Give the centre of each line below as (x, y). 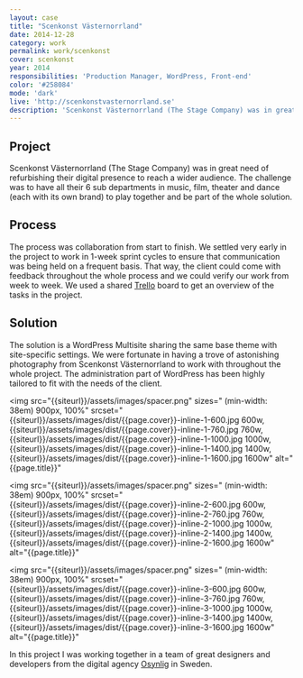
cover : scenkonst (42, 60)
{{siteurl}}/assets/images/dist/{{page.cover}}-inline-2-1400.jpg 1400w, (141, 533)
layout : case (34, 18)
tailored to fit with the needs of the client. (86, 383)
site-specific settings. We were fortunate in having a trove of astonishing (144, 354)
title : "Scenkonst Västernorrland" (76, 26)
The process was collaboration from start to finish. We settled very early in (148, 247)
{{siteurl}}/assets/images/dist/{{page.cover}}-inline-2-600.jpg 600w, (138, 504)
